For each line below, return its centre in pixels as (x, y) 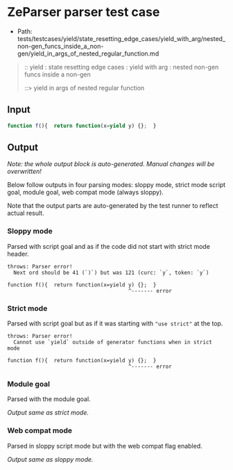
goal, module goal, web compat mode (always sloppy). (86, 193)
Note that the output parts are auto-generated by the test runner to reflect (113, 206)
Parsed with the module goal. (49, 399)
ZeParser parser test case (84, 12)
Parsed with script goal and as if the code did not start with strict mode (109, 246)
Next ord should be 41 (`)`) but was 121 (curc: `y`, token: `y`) (111, 273)
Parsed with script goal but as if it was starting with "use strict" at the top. (115, 323)
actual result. (26, 213)
